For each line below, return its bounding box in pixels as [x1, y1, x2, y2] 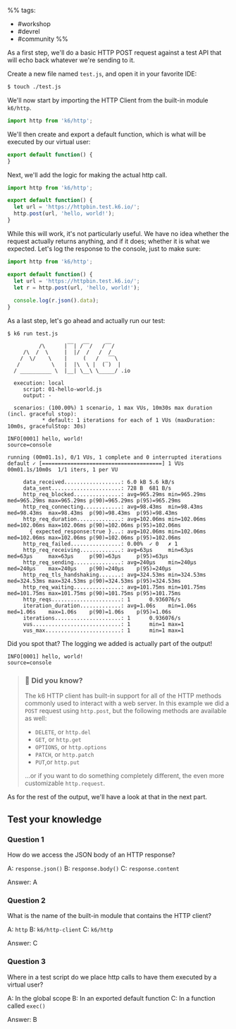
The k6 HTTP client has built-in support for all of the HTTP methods [24, 692, 222, 700]
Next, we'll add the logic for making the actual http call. [7, 170, 168, 179]
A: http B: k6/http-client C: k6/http [7, 925, 113, 934]
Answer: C [7, 939, 38, 948]
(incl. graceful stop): [7, 411, 77, 418]
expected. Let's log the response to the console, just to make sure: [7, 244, 201, 253]
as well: [24, 714, 47, 723]
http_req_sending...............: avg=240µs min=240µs [23, 559, 197, 566]
